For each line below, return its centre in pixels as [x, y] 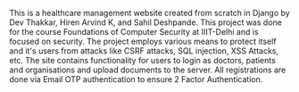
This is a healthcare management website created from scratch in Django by [149, 13]
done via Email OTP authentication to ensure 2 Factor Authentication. [136, 79]
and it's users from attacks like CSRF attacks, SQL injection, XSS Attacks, [144, 51]
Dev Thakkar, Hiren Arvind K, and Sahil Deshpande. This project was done [146, 22]
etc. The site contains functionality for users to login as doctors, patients [143, 60]
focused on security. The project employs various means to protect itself [143, 41]
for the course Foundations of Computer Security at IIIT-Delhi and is [134, 32]
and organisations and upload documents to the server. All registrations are [148, 70]
